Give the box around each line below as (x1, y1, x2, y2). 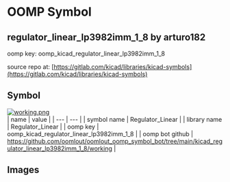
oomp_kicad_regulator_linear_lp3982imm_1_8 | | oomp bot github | (7, 129, 194, 138)
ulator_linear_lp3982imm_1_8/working (7, 144, 113, 153)
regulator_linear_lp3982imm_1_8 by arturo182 (7, 31, 206, 43)
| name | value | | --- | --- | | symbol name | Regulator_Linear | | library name (7, 115, 222, 123)
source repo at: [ (7, 63, 54, 70)
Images (7, 164, 40, 176)
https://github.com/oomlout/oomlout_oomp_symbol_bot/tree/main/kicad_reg (7, 137, 223, 145)
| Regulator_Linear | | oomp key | (7, 122, 99, 131)
